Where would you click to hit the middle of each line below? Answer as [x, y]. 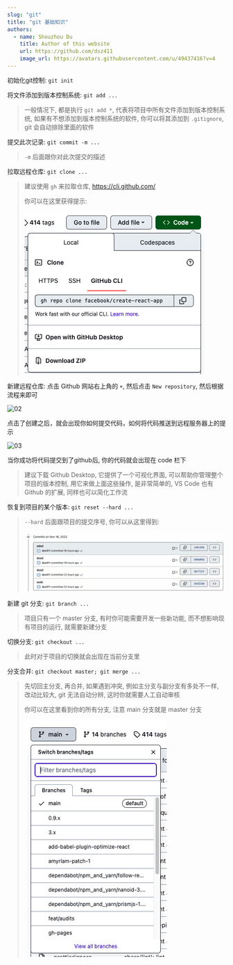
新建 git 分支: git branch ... [48, 603]
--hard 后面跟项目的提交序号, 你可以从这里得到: [92, 521]
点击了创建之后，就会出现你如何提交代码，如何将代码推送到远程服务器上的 [113, 423]
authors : [20, 29]
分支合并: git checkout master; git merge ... [74, 671]
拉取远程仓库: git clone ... [48, 171]
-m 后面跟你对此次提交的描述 [65, 156]
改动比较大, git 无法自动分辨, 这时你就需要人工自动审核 [102, 695]
